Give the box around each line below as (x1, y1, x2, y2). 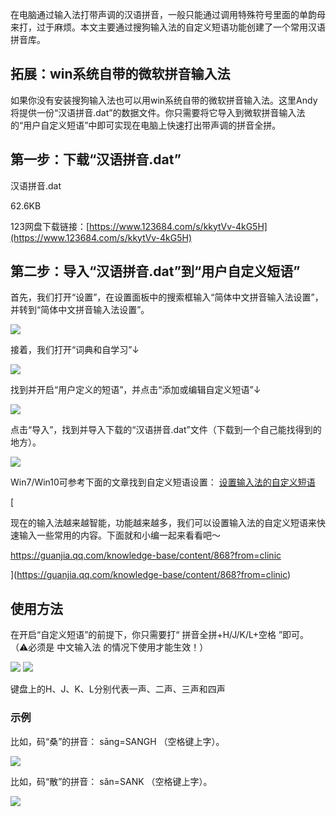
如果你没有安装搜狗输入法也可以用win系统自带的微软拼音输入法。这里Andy (10, 94, 318, 106)
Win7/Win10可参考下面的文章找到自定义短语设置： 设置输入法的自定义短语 (10, 476, 316, 488)
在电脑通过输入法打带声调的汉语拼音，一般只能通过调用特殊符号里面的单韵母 (10, 9, 326, 20)
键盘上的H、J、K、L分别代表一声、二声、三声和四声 (10, 683, 226, 695)
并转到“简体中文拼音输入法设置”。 (10, 304, 150, 316)
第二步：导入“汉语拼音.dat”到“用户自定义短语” (10, 263, 301, 280)
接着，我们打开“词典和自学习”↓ (10, 344, 140, 356)
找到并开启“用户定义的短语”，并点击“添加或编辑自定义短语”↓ (10, 384, 262, 396)
